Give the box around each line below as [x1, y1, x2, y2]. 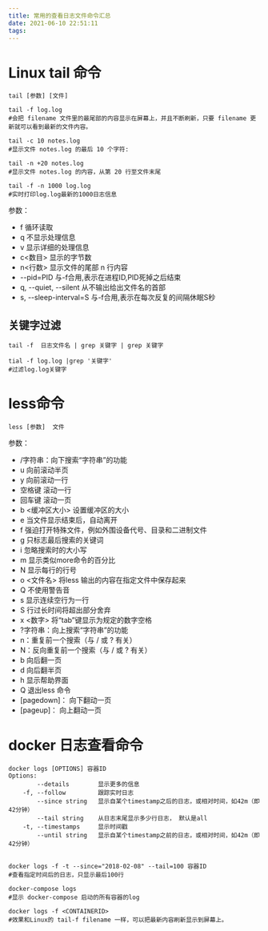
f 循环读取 [19, 223, 54, 232]
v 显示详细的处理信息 [19, 243, 90, 252]
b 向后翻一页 [19, 656, 62, 665]
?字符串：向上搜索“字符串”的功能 [19, 625, 129, 635]
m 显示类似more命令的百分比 [19, 556, 116, 565]
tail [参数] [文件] [8, 92, 69, 100]
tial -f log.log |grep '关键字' [8, 357, 113, 365]
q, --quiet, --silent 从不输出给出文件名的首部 [19, 283, 166, 292]
